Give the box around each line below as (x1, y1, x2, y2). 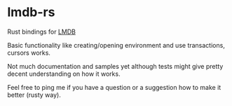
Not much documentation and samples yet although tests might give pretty (7, 62, 224, 70)
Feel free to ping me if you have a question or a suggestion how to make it (7, 83, 221, 91)
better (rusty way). (7, 91, 61, 99)
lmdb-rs (7, 4, 55, 20)
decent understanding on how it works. (7, 69, 121, 78)
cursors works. (7, 48, 51, 57)
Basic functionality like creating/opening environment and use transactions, (7, 41, 226, 49)
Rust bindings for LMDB (7, 27, 76, 36)
